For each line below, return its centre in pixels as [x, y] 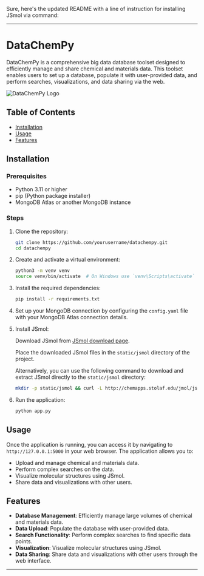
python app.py [33, 411]
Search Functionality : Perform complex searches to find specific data [103, 535]
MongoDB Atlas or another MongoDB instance [73, 202]
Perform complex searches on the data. [65, 469]
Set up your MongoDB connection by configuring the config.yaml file [101, 311]
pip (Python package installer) [53, 196]
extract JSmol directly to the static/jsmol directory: [80, 377]
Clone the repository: [42, 231]
